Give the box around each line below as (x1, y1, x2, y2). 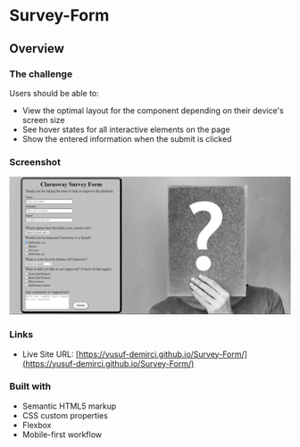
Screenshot (9, 155, 61, 168)
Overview (9, 41, 65, 56)
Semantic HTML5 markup (21, 401, 117, 411)
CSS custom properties (21, 410, 109, 420)
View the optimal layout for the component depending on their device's (21, 104, 284, 116)
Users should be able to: (9, 87, 100, 98)
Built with (9, 380, 52, 393)
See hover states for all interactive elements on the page (21, 124, 230, 135)
